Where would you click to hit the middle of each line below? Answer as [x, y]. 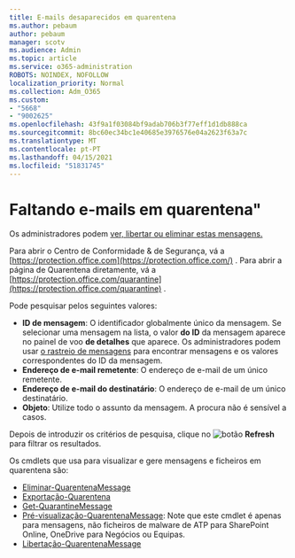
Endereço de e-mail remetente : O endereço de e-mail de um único [145, 370]
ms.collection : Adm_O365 [55, 91]
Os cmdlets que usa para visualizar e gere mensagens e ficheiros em [135, 461]
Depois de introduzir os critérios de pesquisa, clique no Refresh [142, 434]
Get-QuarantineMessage [67, 507]
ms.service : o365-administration [71, 67]
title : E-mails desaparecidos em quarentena [93, 17]
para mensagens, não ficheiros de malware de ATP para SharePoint [145, 525]
